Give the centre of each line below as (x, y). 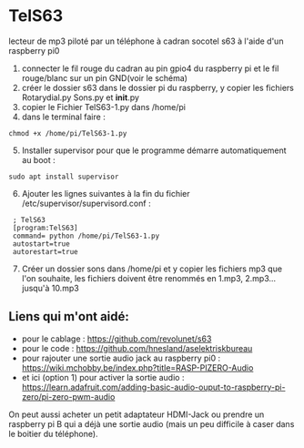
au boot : (38, 159)
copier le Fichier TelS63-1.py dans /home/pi (103, 107)
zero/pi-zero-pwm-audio (68, 396)
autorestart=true (45, 251)
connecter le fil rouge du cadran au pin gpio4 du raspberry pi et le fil (150, 68)
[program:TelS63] (45, 228)
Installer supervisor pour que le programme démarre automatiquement (154, 150)
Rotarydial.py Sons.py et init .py (81, 97)
